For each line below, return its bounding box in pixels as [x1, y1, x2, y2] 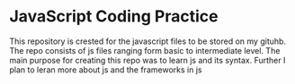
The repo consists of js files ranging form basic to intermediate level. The [9, 45, 281, 55]
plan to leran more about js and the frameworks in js [9, 64, 202, 75]
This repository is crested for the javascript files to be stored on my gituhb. [9, 36, 286, 46]
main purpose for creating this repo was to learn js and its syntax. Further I [9, 55, 286, 65]
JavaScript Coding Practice [9, 6, 219, 27]
